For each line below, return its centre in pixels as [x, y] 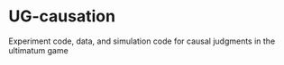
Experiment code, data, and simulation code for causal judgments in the [142, 41]
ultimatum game [38, 50]
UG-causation [62, 16]
